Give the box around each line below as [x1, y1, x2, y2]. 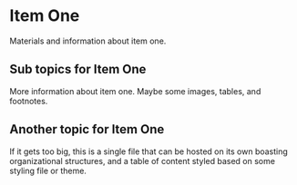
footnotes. [9, 95, 48, 106]
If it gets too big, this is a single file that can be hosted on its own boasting [9, 146, 289, 157]
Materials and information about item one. [9, 35, 167, 46]
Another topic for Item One [9, 122, 165, 137]
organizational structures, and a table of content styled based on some [9, 155, 276, 166]
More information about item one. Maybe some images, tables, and [9, 85, 261, 96]
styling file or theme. [9, 165, 87, 176]
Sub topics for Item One [9, 62, 147, 77]
